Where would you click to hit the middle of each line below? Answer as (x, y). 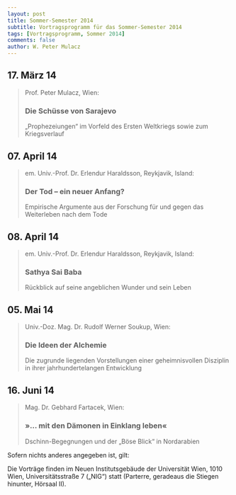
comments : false (31, 40)
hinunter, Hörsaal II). (37, 484)
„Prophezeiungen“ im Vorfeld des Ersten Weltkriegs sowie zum (116, 126)
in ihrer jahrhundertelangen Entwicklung (83, 368)
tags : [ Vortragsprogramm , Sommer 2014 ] (66, 34)
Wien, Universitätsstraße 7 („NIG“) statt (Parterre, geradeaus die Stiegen (113, 476)
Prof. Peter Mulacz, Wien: (62, 92)
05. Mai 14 (30, 310)
